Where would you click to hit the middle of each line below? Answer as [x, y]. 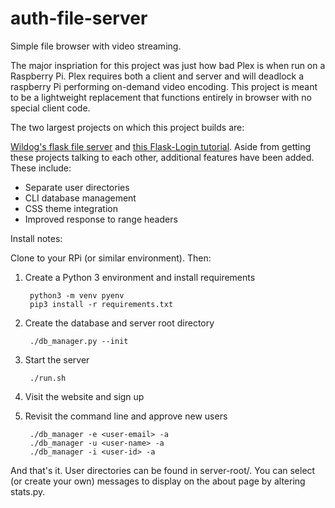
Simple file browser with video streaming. [96, 46]
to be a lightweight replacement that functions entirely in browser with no [161, 97]
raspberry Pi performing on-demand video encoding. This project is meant [164, 86]
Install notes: [36, 238]
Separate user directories [77, 187]
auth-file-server [79, 18]
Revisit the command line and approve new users [126, 416]
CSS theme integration [71, 208]
